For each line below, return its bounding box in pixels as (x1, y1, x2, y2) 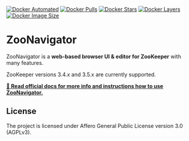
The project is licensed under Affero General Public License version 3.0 (6, 122, 184, 129)
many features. (6, 59, 44, 66)
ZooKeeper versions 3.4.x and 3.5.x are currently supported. (6, 71, 156, 78)
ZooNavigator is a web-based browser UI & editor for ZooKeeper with (6, 53, 182, 60)
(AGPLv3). (6, 128, 32, 136)
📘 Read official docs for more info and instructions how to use (6, 82, 164, 89)
